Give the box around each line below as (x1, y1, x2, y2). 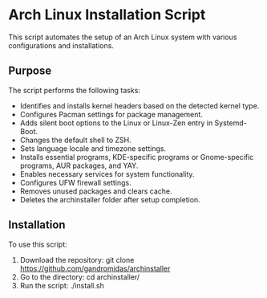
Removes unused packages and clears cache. (19, 186, 172, 196)
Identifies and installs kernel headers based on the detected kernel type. (19, 100, 260, 110)
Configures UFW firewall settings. (19, 178, 132, 187)
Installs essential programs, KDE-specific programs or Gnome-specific (19, 152, 254, 161)
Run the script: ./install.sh (19, 280, 104, 290)
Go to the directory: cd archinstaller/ (19, 271, 140, 282)
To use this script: (8, 239, 67, 249)
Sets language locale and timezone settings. (19, 143, 167, 153)
